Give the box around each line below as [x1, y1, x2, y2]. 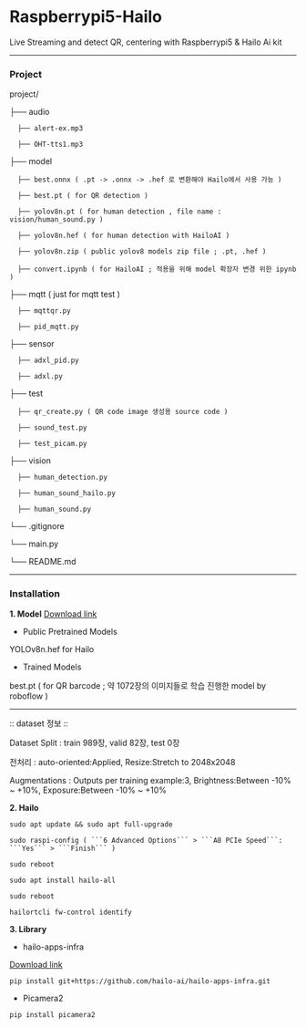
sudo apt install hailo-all [9, 876, 117, 885]
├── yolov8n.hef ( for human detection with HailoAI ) [17, 231, 230, 241]
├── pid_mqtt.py [17, 322, 79, 332]
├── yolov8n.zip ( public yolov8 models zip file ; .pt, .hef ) [17, 247, 267, 256]
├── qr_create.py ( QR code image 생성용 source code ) [17, 408, 229, 417]
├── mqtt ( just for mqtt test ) [9, 289, 121, 300]
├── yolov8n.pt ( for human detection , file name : [17, 207, 222, 216]
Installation [9, 587, 61, 600]
